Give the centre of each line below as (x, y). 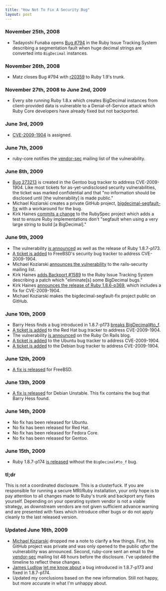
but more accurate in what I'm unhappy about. (60, 583)
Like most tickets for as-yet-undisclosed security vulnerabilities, (90, 187)
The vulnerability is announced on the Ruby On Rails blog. (72, 335)
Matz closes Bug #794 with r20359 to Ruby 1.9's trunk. (69, 77)
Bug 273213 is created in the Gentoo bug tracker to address (74, 182)
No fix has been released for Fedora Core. (55, 432)
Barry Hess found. (31, 399)
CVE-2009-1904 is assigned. (42, 135)
